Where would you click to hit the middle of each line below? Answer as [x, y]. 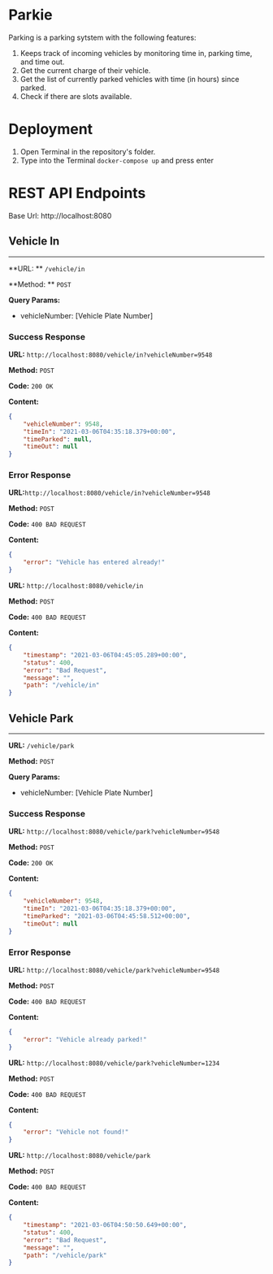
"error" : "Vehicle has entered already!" [94, 562]
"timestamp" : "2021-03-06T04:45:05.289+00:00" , [105, 655]
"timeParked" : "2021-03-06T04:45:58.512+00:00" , [107, 916]
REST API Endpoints [77, 193]
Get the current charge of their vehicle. [85, 70]
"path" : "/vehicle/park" [65, 1255]
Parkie [30, 15]
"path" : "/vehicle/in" [61, 685]
